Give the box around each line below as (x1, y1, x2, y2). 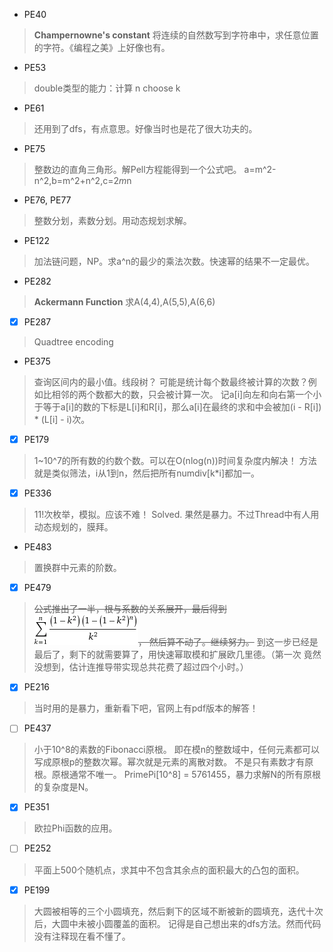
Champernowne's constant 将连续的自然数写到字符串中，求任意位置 (33, 29, 319, 41)
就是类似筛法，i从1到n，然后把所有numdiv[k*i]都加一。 (33, 467, 261, 479)
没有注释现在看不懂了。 (33, 930, 131, 942)
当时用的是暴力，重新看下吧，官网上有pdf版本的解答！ (33, 702, 259, 714)
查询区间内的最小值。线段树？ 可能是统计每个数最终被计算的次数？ (33, 376, 309, 388)
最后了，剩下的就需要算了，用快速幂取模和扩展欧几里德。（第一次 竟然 (33, 649, 322, 661)
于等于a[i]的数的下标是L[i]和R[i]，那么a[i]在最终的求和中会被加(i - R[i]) (33, 401, 322, 413)
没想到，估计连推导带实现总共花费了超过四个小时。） (33, 661, 249, 673)
